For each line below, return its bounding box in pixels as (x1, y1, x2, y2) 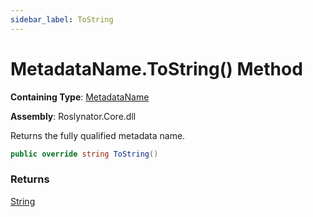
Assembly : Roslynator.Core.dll (10, 110, 137, 122)
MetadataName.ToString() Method (10, 57, 303, 80)
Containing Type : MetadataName (10, 91, 150, 103)
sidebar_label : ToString (10, 14, 114, 25)
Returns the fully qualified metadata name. (10, 129, 186, 141)
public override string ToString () (10, 149, 159, 159)
